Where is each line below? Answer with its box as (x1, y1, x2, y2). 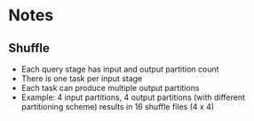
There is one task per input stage (20, 73, 143, 84)
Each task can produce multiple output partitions (20, 83, 200, 93)
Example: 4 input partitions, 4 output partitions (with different (20, 92, 246, 102)
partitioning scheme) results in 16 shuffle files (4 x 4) (20, 102, 215, 111)
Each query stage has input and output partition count (20, 64, 219, 74)
